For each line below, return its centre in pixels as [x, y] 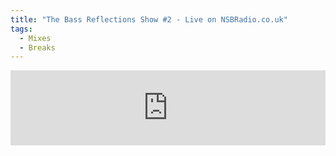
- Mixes [35, 38]
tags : [21, 29]
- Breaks [37, 47]
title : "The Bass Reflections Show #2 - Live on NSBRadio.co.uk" [149, 19]
